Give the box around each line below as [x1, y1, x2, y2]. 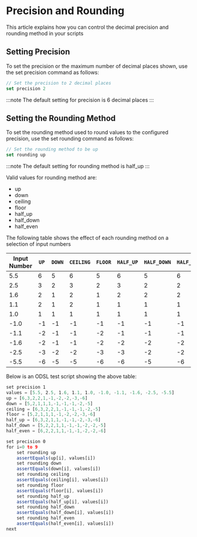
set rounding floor [16, 482, 64, 488]
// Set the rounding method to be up [6, 146, 98, 152]
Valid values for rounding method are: [6, 174, 97, 181]
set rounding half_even [16, 515, 75, 521]
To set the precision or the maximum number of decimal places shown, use [6, 62, 188, 69]
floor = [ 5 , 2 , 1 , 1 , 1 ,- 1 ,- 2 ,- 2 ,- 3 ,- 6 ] [6, 412, 96, 418]
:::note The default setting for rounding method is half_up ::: [6, 163, 150, 170]
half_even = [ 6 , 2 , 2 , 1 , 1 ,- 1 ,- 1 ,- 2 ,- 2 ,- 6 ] [6, 428, 107, 434]
